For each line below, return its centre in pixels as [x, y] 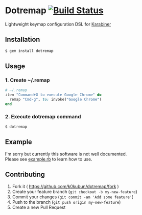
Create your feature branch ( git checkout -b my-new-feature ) [75, 191]
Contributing [25, 175]
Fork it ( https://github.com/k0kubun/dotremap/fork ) [65, 186]
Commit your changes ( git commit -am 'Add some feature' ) [73, 197]
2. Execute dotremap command [43, 116]
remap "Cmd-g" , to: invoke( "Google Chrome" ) [56, 100]
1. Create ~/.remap [28, 80]
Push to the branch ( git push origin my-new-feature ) [66, 202]
